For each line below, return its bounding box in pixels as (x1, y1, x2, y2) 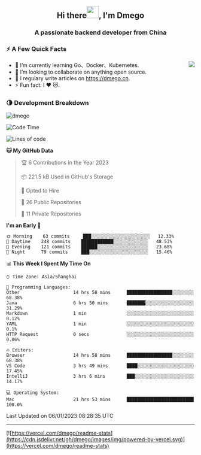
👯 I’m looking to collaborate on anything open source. (14, 68, 147, 75)
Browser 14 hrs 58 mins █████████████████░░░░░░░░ (6, 352, 194, 358)
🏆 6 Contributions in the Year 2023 (20, 159, 109, 166)
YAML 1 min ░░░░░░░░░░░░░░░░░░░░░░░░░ (6, 321, 194, 327)
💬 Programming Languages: (6, 284, 71, 290)
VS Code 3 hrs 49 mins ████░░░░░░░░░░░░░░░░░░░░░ (6, 363, 194, 369)
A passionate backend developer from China (34, 28, 167, 37)
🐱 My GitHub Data (6, 147, 54, 154)
